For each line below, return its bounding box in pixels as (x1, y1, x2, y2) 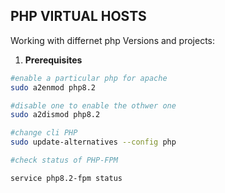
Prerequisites (24, 54, 83, 66)
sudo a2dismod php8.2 (10, 110, 101, 120)
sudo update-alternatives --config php (10, 137, 177, 148)
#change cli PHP (10, 128, 78, 138)
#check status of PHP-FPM (10, 155, 118, 166)
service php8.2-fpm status (10, 173, 123, 183)
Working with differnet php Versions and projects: (10, 34, 216, 46)
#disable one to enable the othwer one (10, 100, 177, 111)
